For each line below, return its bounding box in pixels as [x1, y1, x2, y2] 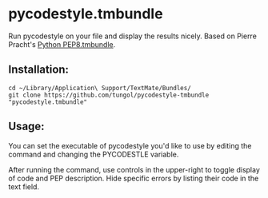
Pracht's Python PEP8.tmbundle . [8, 39, 116, 49]
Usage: [8, 120, 46, 133]
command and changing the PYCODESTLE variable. [8, 149, 179, 159]
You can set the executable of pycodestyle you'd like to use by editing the [8, 141, 252, 150]
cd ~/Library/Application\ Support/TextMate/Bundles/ [8, 84, 192, 92]
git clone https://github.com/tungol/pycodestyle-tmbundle [8, 91, 210, 99]
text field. [8, 181, 40, 192]
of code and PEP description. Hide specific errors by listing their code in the [8, 173, 259, 183]
